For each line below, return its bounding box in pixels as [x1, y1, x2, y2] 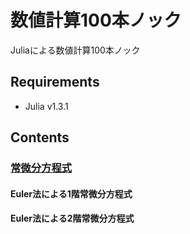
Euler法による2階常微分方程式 [10, 212, 135, 225]
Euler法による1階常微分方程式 [10, 187, 133, 200]
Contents [10, 129, 70, 146]
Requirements [10, 74, 100, 91]
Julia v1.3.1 [24, 100, 69, 112]
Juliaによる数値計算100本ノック [10, 44, 141, 56]
